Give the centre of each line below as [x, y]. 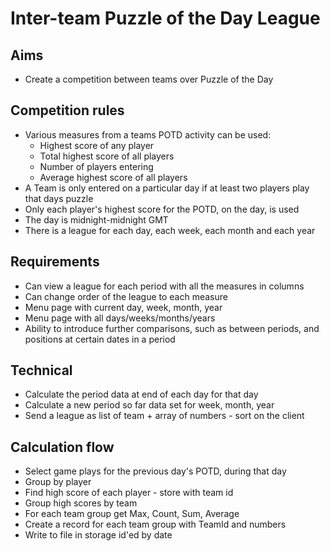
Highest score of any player [97, 145]
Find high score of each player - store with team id [129, 493]
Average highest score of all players [113, 177]
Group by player [58, 482]
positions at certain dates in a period [100, 339]
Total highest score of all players [107, 156]
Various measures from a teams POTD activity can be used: [148, 134]
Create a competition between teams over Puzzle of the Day [149, 79]
